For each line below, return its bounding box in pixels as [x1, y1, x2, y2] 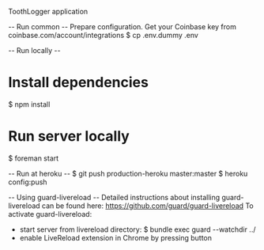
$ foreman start [8, 153, 59, 163]
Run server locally [8, 127, 130, 146]
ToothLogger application [8, 7, 89, 16]
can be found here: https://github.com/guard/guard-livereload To [42, 201, 255, 210]
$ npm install [8, 99, 51, 109]
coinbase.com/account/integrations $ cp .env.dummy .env [8, 31, 199, 40]
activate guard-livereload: [8, 209, 92, 218]
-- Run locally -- [8, 46, 61, 55]
